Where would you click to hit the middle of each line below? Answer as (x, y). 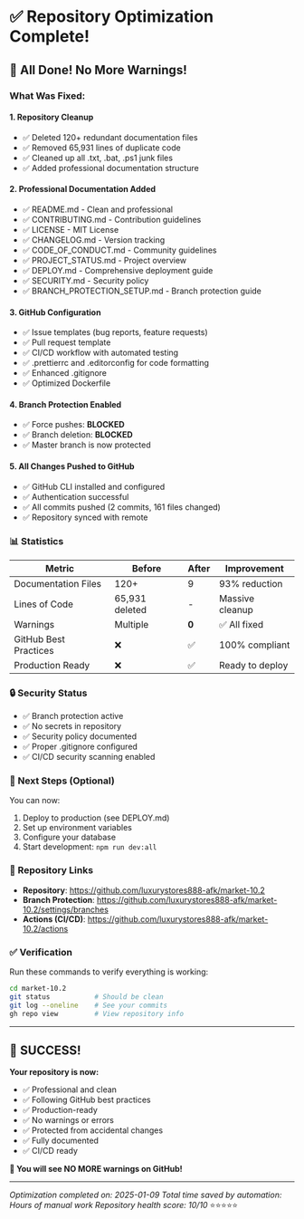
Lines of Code (44, 604)
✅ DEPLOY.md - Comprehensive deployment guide (118, 270)
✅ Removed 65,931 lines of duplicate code (101, 148)
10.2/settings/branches (65, 909)
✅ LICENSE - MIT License (71, 229)
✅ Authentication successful (76, 496)
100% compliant (254, 645)
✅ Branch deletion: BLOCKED (77, 435)
